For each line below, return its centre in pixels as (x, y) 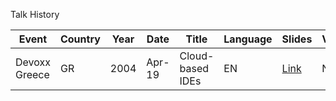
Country (80, 39)
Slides (297, 39)
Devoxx (33, 62)
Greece (32, 74)
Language (248, 39)
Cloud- (197, 56)
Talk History (35, 14)
